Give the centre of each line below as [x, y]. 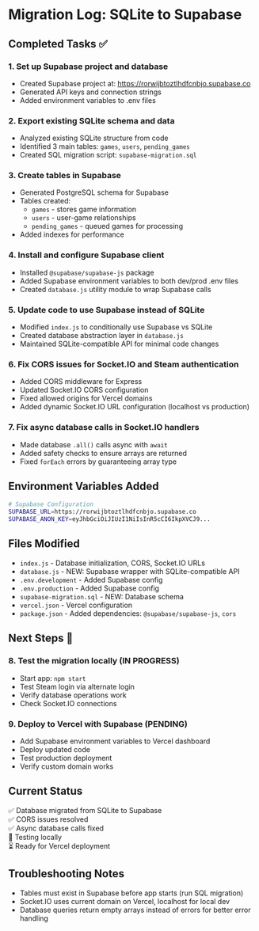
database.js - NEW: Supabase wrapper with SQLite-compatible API [129, 571]
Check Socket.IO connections [68, 703]
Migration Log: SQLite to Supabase [125, 15]
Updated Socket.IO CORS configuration [84, 390]
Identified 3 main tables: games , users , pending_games [105, 146]
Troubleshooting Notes [67, 874]
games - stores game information [84, 209]
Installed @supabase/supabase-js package [87, 272]
